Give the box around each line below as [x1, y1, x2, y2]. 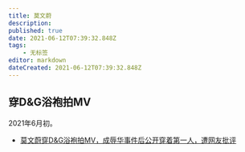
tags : [8, 42, 27, 50]
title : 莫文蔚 [8, 11, 52, 20]
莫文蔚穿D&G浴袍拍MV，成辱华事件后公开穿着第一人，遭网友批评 [19, 135, 237, 145]
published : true [8, 26, 63, 34]
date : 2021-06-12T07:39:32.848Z [8, 34, 116, 42]
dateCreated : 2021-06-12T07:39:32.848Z [8, 64, 142, 72]
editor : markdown [8, 57, 67, 65]
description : [8, 19, 52, 27]
